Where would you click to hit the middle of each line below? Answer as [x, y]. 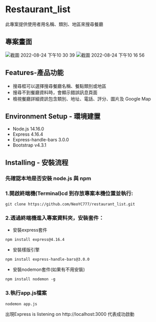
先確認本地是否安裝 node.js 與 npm [48, 178]
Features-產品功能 [35, 73]
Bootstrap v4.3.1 [29, 145]
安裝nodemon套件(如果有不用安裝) [49, 269]
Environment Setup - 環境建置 [53, 116]
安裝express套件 [30, 230]
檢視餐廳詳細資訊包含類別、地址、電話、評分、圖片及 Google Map [82, 98]
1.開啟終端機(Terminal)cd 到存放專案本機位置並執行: [69, 193]
